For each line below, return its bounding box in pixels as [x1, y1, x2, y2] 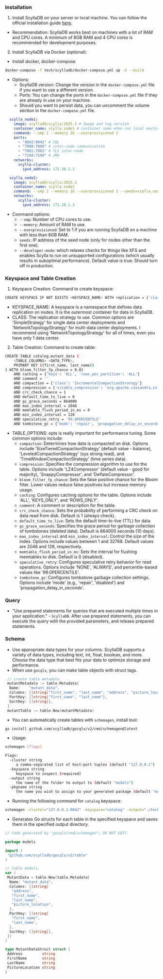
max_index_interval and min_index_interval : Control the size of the [19, 533, 155, 539]
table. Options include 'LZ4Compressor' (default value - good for [19, 466, 149, 472]
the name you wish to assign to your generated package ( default [16, 789, 151, 794]
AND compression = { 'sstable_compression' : [14, 385, 103, 391]
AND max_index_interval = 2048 [14, 403, 77, 408]
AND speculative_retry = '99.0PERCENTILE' [14, 417, 101, 422]
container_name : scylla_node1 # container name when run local [14, 126, 145, 131]
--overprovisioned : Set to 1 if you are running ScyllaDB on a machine [19, 227, 157, 232]
